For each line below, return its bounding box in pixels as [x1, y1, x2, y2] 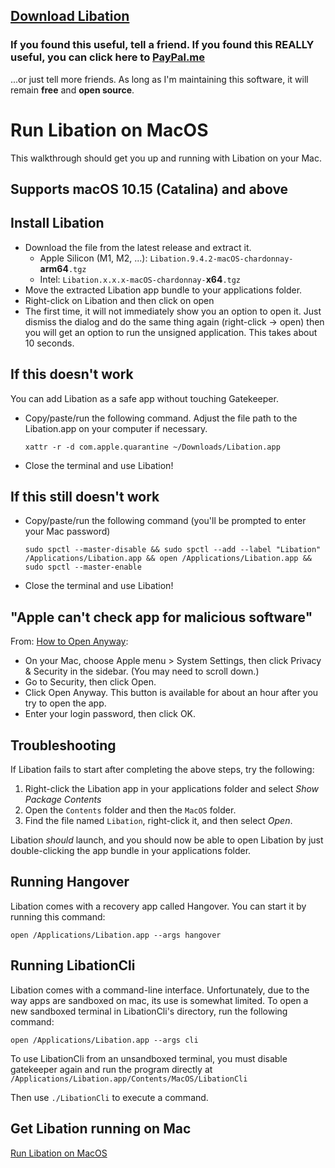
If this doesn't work [10, 366, 134, 383]
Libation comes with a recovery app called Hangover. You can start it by [10, 900, 307, 912]
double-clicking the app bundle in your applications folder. [10, 845, 252, 857]
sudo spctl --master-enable [24, 562, 142, 573]
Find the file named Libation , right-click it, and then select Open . [24, 815, 293, 827]
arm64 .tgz [39, 262, 87, 274]
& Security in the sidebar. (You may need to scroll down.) [24, 665, 260, 678]
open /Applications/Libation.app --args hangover [10, 930, 222, 940]
